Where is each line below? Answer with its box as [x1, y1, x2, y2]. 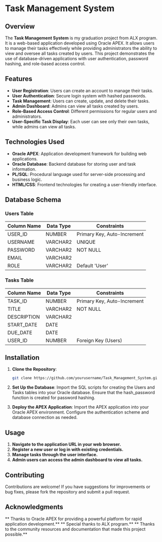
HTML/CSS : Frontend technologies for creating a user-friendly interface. [12, 181, 157, 187]
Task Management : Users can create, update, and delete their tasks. [12, 98, 150, 104]
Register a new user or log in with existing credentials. [12, 446, 124, 452]
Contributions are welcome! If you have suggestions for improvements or [5, 483, 151, 490]
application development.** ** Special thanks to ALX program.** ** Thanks [5, 521, 155, 526]
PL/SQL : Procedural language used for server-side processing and [12, 171, 145, 177]
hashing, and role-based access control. [5, 61, 86, 66]
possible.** [5, 531, 28, 537]
